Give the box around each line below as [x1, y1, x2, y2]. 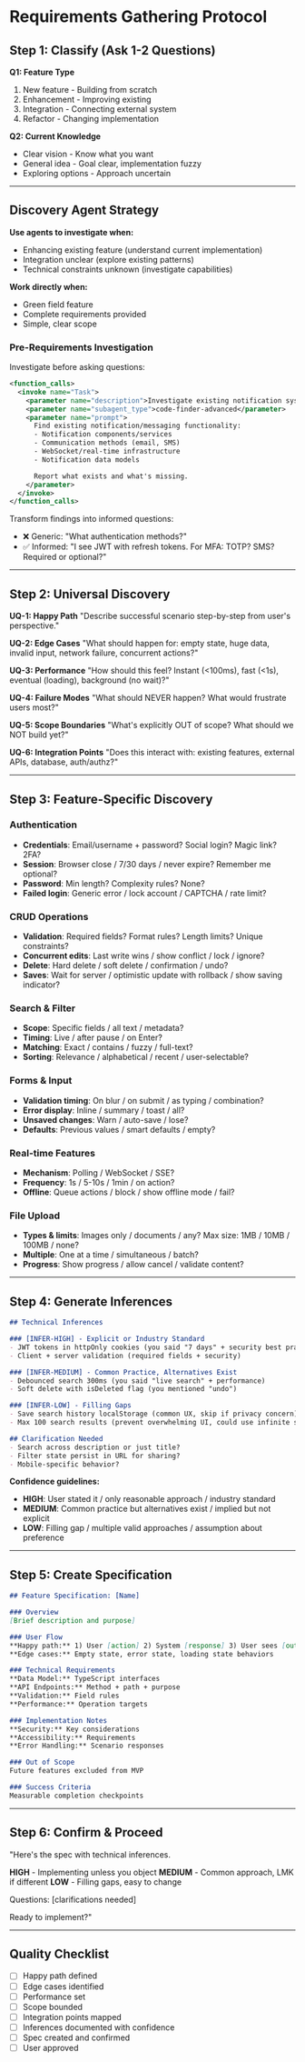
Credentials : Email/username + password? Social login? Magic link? [22, 839, 277, 850]
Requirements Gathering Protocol [9, 6, 268, 27]
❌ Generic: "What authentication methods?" [22, 531, 188, 542]
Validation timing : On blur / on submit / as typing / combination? [22, 1095, 265, 1106]
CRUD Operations [9, 910, 89, 923]
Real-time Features [9, 1146, 95, 1159]
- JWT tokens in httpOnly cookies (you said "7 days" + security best [9, 1343, 282, 1352]
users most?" [9, 702, 59, 713]
